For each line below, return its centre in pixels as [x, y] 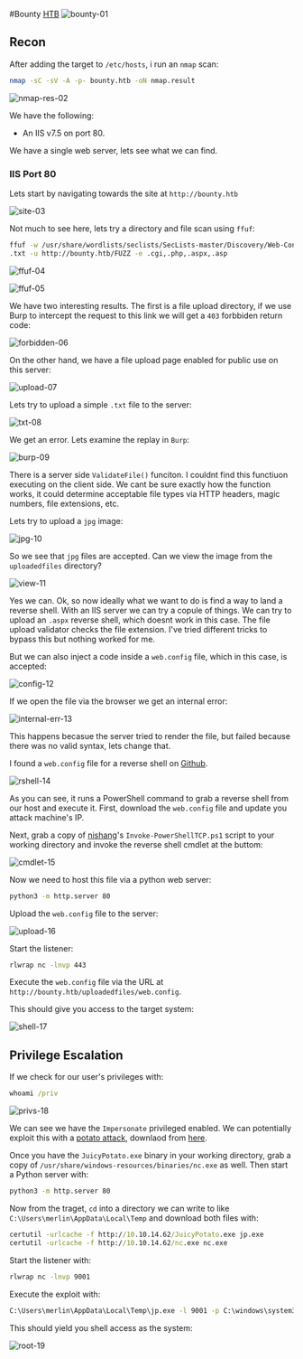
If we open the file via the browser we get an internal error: [119, 701]
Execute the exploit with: [55, 1294]
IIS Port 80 [33, 173]
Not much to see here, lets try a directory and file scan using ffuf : [132, 228]
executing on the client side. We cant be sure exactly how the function [140, 484]
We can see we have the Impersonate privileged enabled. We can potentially [150, 1129]
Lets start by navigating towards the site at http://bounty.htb [124, 193]
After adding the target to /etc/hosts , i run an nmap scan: [114, 64]
